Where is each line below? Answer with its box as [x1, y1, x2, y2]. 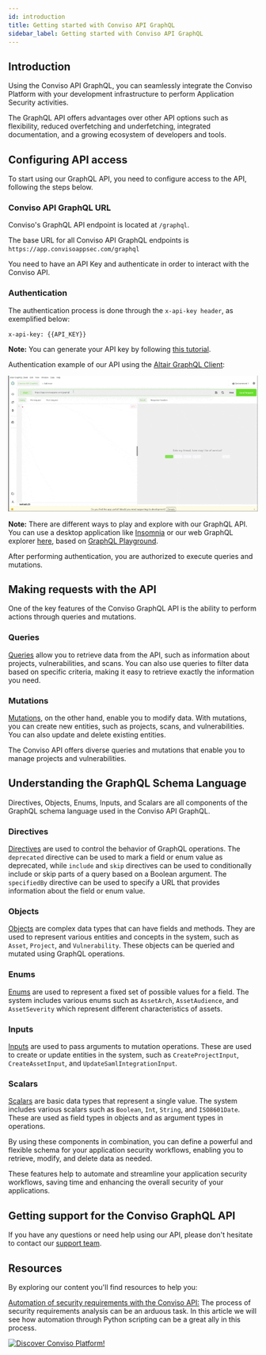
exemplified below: [8, 314, 70, 323]
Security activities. [8, 98, 69, 107]
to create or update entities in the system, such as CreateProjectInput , [8, 1051, 239, 1060]
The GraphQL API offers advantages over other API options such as [8, 113, 229, 123]
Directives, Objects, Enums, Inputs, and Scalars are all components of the [8, 798, 248, 807]
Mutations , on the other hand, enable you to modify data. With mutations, [8, 714, 247, 723]
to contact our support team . [8, 1238, 102, 1248]
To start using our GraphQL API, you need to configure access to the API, [8, 174, 247, 183]
